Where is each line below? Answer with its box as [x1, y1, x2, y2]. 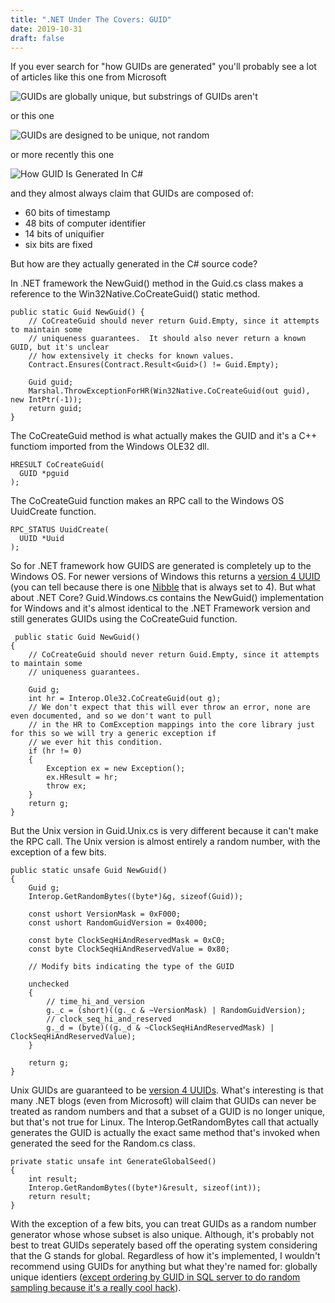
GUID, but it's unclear [10, 342, 110, 353]
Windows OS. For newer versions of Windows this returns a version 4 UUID [10, 571, 321, 583]
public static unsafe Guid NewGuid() [10, 866, 168, 876]
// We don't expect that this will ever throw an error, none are [28, 702, 311, 713]
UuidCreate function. [10, 506, 97, 518]
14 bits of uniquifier [24, 228, 105, 240]
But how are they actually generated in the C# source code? [10, 258, 258, 270]
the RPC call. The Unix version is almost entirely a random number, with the [10, 836, 321, 848]
